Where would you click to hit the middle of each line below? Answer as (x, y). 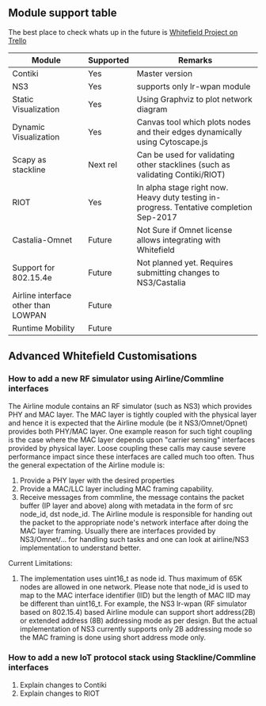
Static (23, 99)
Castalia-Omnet (42, 239)
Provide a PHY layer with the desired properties (97, 480)
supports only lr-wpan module (194, 86)
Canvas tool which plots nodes (194, 122)
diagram (152, 109)
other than (32, 305)
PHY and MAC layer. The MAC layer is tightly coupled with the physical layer (133, 414)
